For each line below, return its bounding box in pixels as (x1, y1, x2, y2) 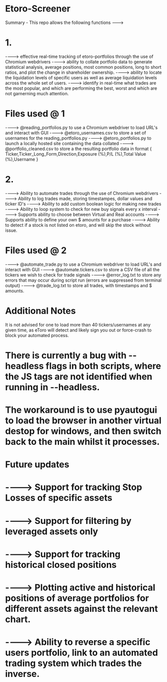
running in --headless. (5, 381, 100, 393)
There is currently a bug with (5, 349, 127, 361)
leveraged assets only (5, 525, 98, 537)
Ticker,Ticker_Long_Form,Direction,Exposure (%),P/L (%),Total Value (5, 151, 147, 157)
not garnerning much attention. (5, 90, 69, 96)
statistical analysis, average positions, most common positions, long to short (5, 64, 162, 70)
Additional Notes (5, 305, 76, 317)
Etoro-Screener (5, 3, 71, 14)
